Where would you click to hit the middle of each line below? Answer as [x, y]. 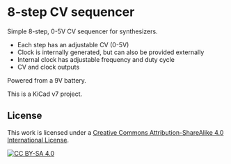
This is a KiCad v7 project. [45, 94]
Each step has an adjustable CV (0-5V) [73, 44]
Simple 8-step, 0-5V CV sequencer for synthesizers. [82, 31]
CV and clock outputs [48, 67]
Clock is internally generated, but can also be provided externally [111, 52]
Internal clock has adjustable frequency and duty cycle [96, 59]
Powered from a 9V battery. [47, 80]
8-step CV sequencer [71, 12]
